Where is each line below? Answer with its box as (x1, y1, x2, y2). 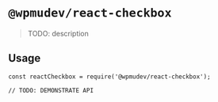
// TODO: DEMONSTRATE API (8, 86, 94, 94)
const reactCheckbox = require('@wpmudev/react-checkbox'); (8, 73, 212, 81)
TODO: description (27, 28, 90, 38)
